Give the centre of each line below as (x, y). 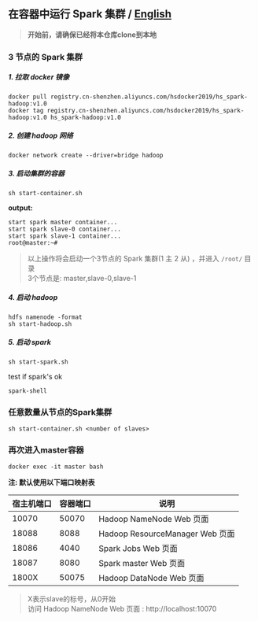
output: (20, 208)
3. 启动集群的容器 (37, 174)
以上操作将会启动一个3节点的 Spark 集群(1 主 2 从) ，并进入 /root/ (135, 258)
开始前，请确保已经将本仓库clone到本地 (92, 35)
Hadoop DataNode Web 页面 (151, 578)
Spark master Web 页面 (142, 564)
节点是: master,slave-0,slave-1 (88, 278)
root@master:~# (33, 242)
